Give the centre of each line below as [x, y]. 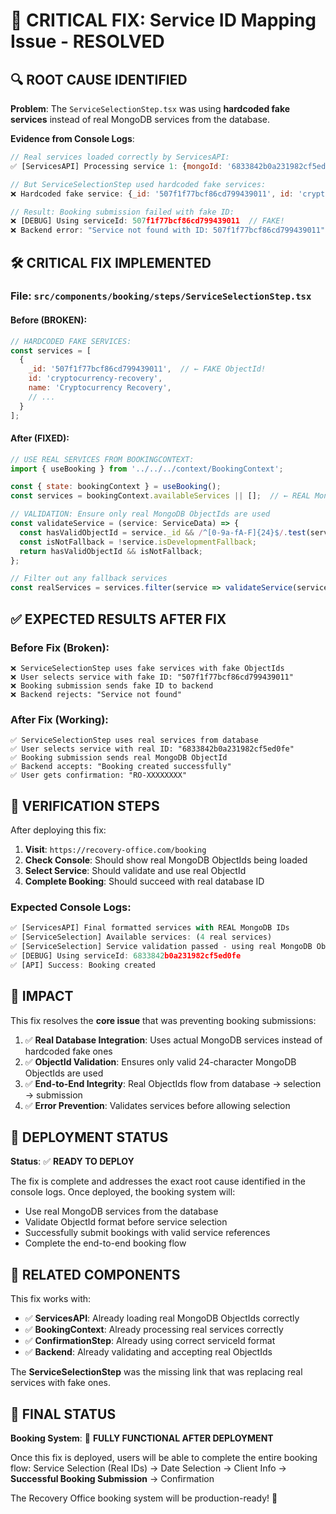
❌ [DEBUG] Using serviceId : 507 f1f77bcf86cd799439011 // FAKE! [147, 221]
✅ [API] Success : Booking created [83, 965]
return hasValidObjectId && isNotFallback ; [111, 551]
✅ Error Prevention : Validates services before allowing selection [157, 1105]
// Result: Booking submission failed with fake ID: [122, 212]
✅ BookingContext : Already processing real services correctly [154, 1330]
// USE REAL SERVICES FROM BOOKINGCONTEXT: [102, 459]
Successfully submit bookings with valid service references [147, 1233]
